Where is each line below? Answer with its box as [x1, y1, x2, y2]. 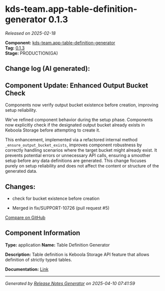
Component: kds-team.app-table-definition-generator [5, 39, 115, 45]
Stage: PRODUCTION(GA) [5, 50, 58, 56]
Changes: [5, 182, 36, 191]
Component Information [5, 229, 81, 237]
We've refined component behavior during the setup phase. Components [5, 117, 153, 123]
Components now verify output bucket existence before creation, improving [5, 102, 159, 108]
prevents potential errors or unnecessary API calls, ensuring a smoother [5, 153, 151, 159]
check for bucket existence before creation [12, 195, 100, 201]
